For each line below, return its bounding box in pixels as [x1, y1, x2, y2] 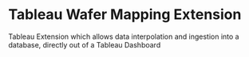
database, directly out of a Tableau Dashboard [8, 40, 161, 49]
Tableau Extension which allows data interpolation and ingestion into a [8, 32, 239, 41]
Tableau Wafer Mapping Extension [8, 6, 242, 24]
